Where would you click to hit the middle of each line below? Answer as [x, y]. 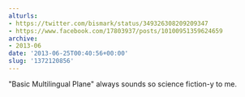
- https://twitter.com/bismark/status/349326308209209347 [108, 23]
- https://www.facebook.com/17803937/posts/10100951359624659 [116, 31]
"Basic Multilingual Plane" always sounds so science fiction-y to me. [123, 84]
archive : [23, 38]
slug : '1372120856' [41, 61]
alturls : [23, 16]
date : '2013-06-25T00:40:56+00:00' [69, 53]
